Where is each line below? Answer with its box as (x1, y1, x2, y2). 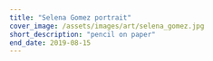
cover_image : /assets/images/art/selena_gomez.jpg (9, 22, 205, 30)
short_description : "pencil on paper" (9, 30, 156, 39)
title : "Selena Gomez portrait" (9, 13, 131, 22)
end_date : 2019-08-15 (9, 38, 92, 48)
